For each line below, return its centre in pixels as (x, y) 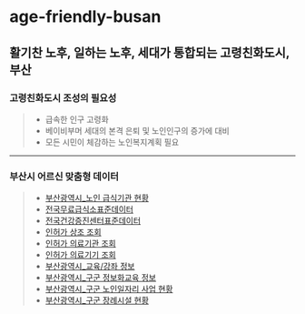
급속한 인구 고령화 (77, 119)
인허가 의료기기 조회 (80, 255)
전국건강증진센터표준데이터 (93, 221)
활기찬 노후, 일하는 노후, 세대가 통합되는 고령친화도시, (150, 52)
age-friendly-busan (85, 17)
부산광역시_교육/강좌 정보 (90, 267)
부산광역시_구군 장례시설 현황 (97, 300)
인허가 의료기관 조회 (80, 244)
